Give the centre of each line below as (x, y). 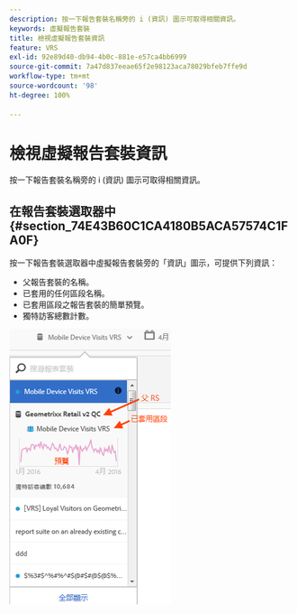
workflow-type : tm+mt (50, 77)
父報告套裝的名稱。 (58, 282)
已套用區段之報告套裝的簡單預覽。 (85, 305)
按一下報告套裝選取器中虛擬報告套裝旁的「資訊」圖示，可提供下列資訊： (143, 263)
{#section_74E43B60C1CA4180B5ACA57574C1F (148, 226)
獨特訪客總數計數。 (58, 316)
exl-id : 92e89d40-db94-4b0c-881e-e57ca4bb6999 (98, 57)
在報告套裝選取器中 (63, 211)
